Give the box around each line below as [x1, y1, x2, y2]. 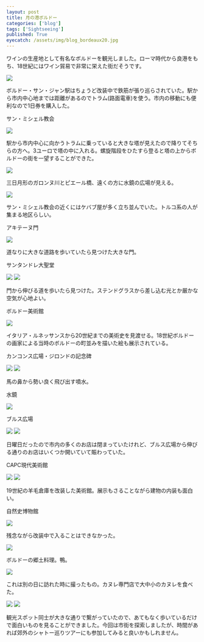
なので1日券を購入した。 [11, 102, 73, 109]
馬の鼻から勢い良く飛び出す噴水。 [6, 378, 92, 385]
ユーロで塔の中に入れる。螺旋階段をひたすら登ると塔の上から [36, 147, 191, 154]
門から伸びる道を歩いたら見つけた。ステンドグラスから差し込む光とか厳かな [6, 287, 199, 294]
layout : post [6, 9, 40, 15]
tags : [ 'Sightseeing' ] [6, 26, 64, 32]
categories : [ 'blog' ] [6, 20, 62, 26]
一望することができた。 [38, 155, 97, 162]
